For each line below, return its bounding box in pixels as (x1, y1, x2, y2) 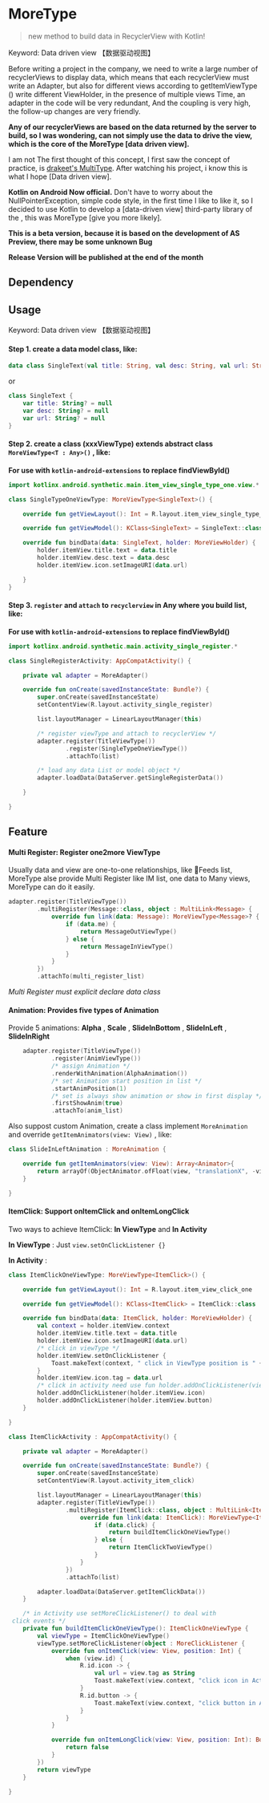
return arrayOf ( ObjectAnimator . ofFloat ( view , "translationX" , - (37, 1167, 256, 1175)
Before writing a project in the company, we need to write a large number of (8, 63, 259, 73)
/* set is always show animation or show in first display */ (50, 1092, 263, 1100)
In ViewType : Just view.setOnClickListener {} (8, 1240, 166, 1250)
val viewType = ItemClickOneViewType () (37, 1631, 171, 1640)
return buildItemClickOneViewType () (108, 1529, 231, 1537)
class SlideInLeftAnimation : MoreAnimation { (8, 1145, 167, 1153)
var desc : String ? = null (22, 407, 110, 415)
